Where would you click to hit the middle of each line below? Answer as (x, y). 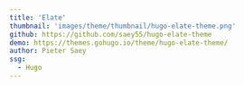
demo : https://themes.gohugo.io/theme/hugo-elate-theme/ (119, 43)
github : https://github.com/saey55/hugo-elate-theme (111, 34)
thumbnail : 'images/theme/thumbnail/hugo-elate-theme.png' (123, 26)
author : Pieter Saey (48, 51)
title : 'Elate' (38, 17)
